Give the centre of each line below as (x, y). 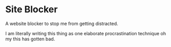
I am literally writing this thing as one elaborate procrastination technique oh (85, 33)
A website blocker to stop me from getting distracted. (62, 24)
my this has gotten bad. (30, 39)
